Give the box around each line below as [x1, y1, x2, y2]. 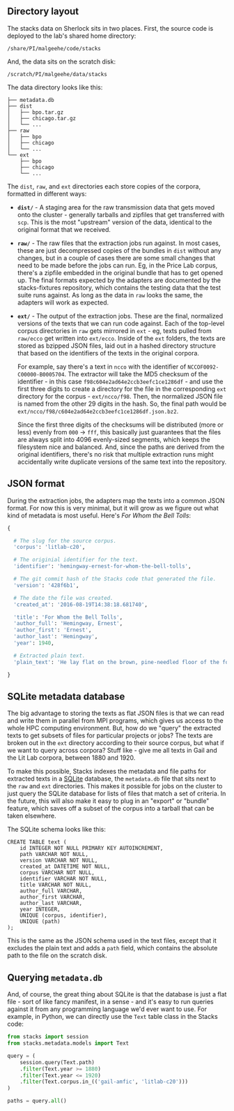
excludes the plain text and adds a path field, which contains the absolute [7, 944, 218, 952]
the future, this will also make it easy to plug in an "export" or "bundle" [7, 797, 210, 805]
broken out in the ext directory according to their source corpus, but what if [7, 739, 225, 747]
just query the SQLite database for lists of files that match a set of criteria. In [7, 789, 226, 798]
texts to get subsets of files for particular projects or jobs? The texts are [7, 731, 213, 740]
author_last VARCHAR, [19, 900, 82, 907]
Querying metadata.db [7, 971, 103, 983]
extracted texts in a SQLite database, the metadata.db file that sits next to [7, 774, 217, 783]
